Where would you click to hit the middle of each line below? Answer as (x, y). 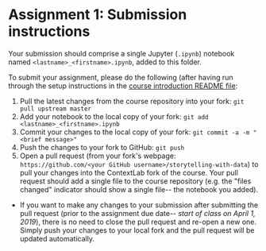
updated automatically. (57, 238)
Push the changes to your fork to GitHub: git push (102, 147)
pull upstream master (55, 109)
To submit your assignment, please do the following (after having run (121, 77)
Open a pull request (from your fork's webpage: (98, 156)
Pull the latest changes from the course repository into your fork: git (132, 101)
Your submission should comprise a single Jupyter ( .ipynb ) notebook (121, 53)
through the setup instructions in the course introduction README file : (123, 86)
